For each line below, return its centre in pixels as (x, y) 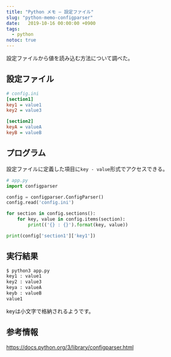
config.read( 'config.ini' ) (40, 203)
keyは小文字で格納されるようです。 (50, 311)
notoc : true (21, 40)
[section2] (20, 121)
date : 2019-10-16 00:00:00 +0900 (51, 23)
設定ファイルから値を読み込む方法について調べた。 (70, 58)
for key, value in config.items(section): (71, 219)
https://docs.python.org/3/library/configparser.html (70, 347)
